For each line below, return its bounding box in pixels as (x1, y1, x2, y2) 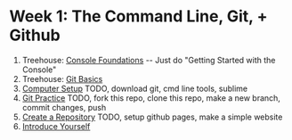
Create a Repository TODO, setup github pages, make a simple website (21, 111, 283, 122)
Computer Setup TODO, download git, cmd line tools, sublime (21, 83, 247, 94)
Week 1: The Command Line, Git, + (9, 6, 268, 27)
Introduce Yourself (21, 120, 91, 131)
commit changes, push (21, 102, 107, 112)
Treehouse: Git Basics (21, 73, 103, 84)
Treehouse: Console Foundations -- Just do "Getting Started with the (21, 54, 276, 65)
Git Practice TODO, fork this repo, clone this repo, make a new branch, (21, 92, 280, 103)
